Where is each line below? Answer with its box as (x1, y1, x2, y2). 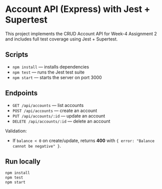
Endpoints (5, 89, 38, 97)
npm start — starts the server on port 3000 (12, 74, 102, 80)
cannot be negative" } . (12, 142, 61, 148)
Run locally (5, 157, 41, 165)
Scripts (5, 50, 28, 59)
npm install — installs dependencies (12, 63, 89, 69)
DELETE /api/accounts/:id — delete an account (12, 118, 110, 124)
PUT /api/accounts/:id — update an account (12, 112, 105, 118)
